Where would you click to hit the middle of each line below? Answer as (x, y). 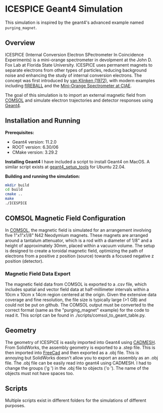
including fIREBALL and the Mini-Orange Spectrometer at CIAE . (69, 86)
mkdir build (17, 185)
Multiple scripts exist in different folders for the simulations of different (76, 400)
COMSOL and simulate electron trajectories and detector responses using (79, 100)
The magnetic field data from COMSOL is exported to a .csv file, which (76, 284)
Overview (20, 43)
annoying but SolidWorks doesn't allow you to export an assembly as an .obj (81, 358)
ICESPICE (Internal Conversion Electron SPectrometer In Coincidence (74, 54)
